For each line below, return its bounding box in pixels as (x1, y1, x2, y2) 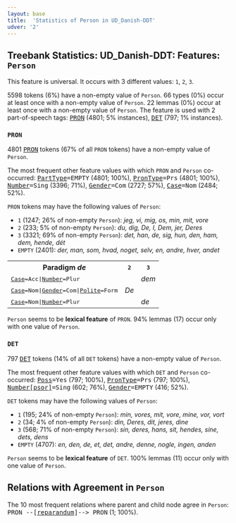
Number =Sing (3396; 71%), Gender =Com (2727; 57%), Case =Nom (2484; (7, 181, 218, 190)
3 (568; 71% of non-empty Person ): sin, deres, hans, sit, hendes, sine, (17, 425, 219, 434)
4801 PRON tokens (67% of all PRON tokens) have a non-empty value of (7, 145, 211, 153)
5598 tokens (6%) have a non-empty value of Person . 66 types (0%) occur (7, 91, 224, 99)
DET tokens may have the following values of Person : (7, 396, 158, 405)
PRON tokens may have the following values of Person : (7, 202, 161, 211)
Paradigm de (42, 263, 87, 272)
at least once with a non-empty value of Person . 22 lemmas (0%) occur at (7, 99, 221, 107)
